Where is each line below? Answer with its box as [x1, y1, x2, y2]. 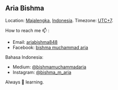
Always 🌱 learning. [5, 79, 44, 85]
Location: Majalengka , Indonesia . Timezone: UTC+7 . [5, 17, 113, 23]
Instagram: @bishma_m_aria [12, 69, 72, 75]
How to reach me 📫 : [5, 27, 49, 33]
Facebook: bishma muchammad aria [12, 44, 88, 50]
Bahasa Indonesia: [5, 54, 44, 60]
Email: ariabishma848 [12, 39, 58, 45]
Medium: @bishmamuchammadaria [12, 64, 87, 70]
